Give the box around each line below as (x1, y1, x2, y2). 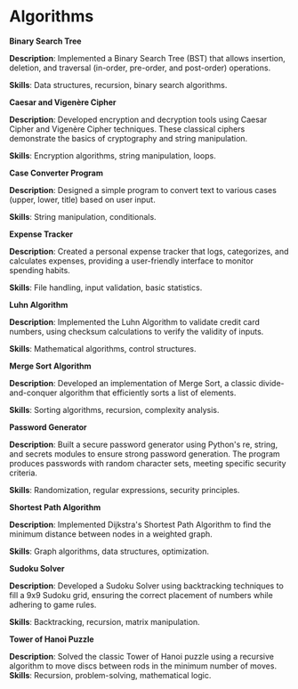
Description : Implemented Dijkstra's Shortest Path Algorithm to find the (9, 519, 271, 530)
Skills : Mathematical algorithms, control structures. (9, 343, 197, 353)
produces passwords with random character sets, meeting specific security (9, 458, 286, 468)
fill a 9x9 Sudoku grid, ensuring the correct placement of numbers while (9, 589, 273, 600)
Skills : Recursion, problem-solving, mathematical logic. (9, 669, 212, 680)
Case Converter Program (9, 167, 104, 178)
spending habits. (9, 264, 71, 275)
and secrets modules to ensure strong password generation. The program (9, 448, 280, 459)
